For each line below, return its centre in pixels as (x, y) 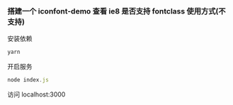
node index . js (28, 80)
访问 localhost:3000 (36, 94)
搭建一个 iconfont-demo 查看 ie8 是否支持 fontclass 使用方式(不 (116, 11)
